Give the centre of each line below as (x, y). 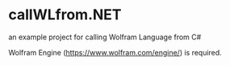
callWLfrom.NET (65, 15)
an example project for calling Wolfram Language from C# (105, 37)
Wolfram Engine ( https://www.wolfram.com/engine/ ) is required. (115, 52)
